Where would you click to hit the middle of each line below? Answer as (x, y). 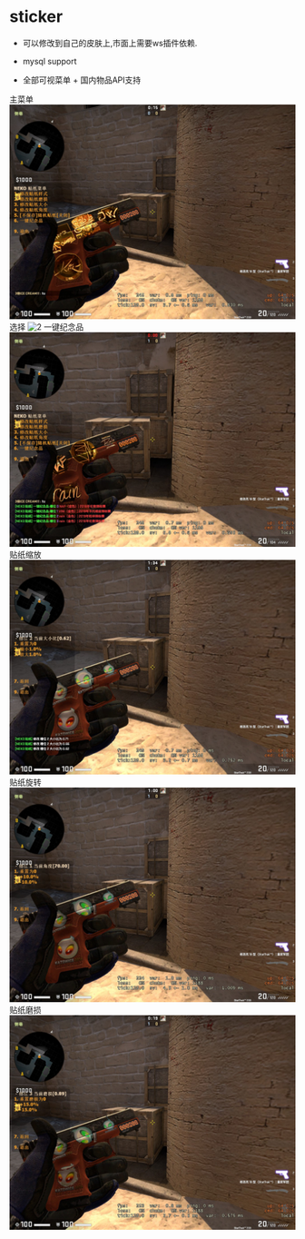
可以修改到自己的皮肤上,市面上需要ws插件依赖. (110, 43)
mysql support (49, 61)
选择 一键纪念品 (47, 327)
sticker (36, 17)
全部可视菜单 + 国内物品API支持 (82, 80)
